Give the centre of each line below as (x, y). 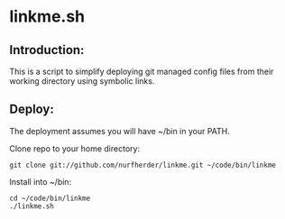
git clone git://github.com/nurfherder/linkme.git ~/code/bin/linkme (143, 165)
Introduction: (47, 50)
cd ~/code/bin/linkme (50, 198)
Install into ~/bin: (41, 181)
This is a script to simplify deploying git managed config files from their (142, 71)
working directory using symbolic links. (82, 81)
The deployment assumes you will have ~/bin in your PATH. (120, 131)
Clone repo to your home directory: (75, 148)
